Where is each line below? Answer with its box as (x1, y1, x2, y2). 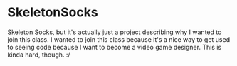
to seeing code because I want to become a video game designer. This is (7, 43, 222, 51)
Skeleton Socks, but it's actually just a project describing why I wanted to (7, 28, 222, 36)
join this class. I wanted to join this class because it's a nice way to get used (7, 35, 230, 43)
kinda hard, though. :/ (7, 50, 70, 59)
